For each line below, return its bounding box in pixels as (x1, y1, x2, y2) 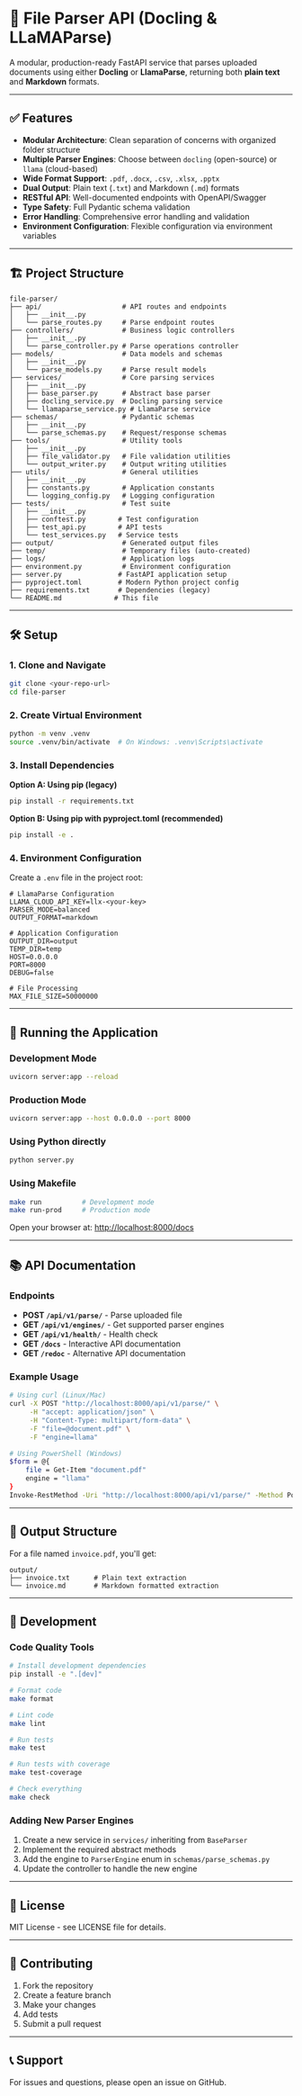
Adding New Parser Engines (9, 1813, 135, 1826)
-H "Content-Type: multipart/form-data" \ (29, 1416, 191, 1425)
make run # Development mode (9, 1197, 155, 1207)
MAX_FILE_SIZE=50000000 (9, 992, 99, 1002)
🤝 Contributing (9, 1957, 93, 1972)
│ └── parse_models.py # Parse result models (9, 364, 207, 374)
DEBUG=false (9, 968, 54, 977)
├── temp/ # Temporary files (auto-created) (9, 546, 252, 555)
